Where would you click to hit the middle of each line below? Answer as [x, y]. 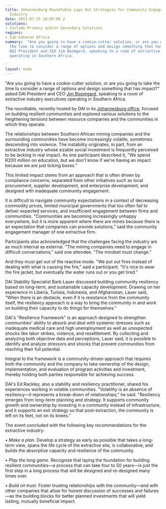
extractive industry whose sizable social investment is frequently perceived [82, 150]
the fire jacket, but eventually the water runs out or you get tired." [72, 272]
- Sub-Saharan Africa [27, 38]
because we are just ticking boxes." [41, 166]
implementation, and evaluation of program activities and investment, [76, 370]
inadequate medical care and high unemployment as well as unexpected [79, 328]
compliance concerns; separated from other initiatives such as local [74, 181]
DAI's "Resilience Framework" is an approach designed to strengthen [76, 318]
